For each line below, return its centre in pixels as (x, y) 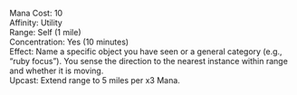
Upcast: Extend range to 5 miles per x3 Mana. (95, 80)
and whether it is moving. (57, 71)
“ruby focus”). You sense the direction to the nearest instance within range (148, 61)
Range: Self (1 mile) (45, 32)
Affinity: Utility (36, 23)
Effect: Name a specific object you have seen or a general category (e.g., (146, 52)
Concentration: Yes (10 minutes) (69, 42)
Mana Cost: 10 (36, 13)
